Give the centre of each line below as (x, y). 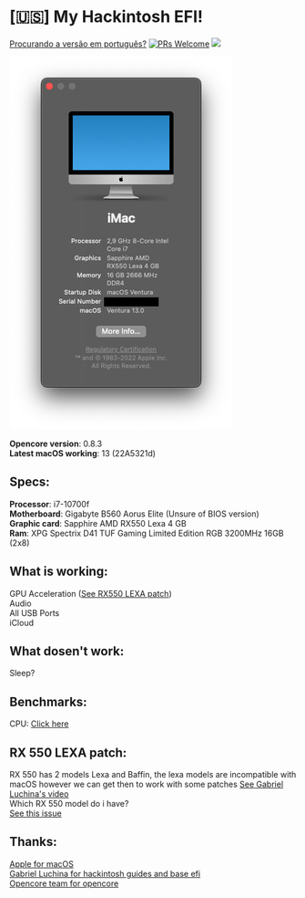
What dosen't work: (67, 651)
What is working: (59, 572)
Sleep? (22, 673)
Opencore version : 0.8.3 (56, 444)
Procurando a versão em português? (78, 44)
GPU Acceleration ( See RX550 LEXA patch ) (91, 593)
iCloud (22, 622)
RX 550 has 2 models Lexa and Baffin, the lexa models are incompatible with (153, 774)
